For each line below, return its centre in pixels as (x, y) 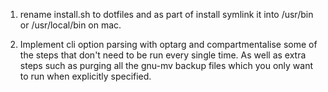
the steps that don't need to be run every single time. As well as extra (163, 55)
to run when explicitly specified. (85, 76)
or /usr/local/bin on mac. (70, 25)
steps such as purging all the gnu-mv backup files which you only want (166, 65)
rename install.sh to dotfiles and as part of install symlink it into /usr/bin (166, 14)
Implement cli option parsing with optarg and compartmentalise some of (168, 44)
